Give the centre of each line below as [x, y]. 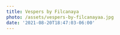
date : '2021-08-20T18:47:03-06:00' [51, 23]
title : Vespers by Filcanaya [43, 12]
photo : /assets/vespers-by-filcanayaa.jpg [60, 17]
